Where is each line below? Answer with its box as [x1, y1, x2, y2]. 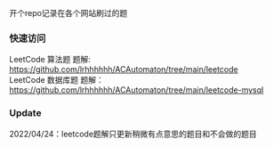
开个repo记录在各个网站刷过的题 [9, 8, 128, 18]
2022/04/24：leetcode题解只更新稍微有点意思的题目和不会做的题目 [9, 128, 258, 139]
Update [9, 107, 42, 119]
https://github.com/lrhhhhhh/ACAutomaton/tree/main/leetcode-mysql [9, 85, 264, 95]
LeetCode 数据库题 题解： [9, 75, 105, 86]
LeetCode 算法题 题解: [9, 54, 92, 65]
